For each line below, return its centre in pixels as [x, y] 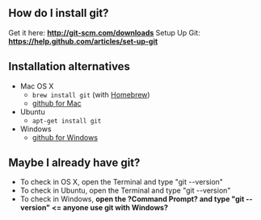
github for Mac [57, 103]
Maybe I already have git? [74, 163]
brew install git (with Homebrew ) [91, 94]
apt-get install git [67, 121]
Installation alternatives [69, 66]
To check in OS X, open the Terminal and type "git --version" [122, 182]
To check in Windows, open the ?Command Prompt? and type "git [132, 199]
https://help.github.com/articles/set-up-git [83, 41]
